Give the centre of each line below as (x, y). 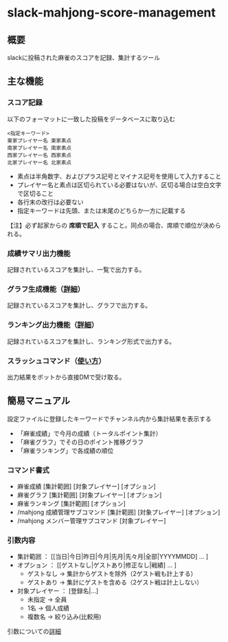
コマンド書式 (28, 470)
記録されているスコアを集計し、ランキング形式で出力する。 (91, 341)
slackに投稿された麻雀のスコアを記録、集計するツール (84, 57)
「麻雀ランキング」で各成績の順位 (65, 450)
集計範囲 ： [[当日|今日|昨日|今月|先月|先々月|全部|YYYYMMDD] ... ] (113, 557)
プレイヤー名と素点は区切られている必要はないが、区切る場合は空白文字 (119, 184)
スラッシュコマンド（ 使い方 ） (57, 361)
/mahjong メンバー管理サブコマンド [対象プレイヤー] (91, 520)
